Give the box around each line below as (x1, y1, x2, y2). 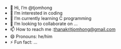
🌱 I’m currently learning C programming (9, 15, 91, 21)
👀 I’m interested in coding (9, 10, 63, 16)
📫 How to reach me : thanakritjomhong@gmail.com (9, 26, 116, 32)
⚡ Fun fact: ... (9, 39, 37, 45)
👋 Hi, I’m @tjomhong (9, 5, 52, 10)
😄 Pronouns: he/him (9, 33, 52, 39)
